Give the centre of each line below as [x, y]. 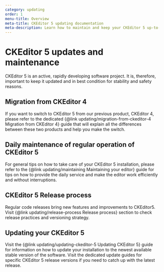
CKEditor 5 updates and [54, 52]
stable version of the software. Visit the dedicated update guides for [74, 255]
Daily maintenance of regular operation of [70, 145]
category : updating [25, 10]
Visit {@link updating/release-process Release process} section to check [79, 212]
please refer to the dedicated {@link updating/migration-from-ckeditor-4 [78, 119]
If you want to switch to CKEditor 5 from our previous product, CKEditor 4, [80, 114]
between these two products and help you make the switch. [65, 129]
